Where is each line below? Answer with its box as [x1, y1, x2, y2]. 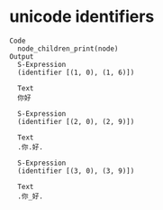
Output [9, 52, 34, 61]
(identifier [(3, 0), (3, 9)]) [17, 166, 135, 176]
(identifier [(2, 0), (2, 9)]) [17, 117, 135, 126]
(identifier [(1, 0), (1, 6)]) [17, 68, 135, 77]
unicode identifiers [9, 6, 155, 27]
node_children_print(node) [17, 43, 119, 53]
